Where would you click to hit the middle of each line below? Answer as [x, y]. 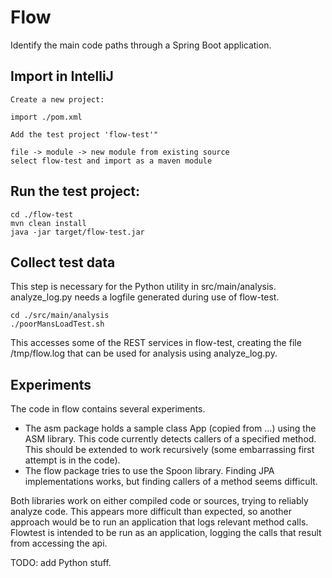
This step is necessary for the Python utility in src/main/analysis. [143, 287]
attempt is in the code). [72, 460]
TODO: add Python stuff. [61, 563]
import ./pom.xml [46, 117]
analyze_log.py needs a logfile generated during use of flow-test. [145, 297]
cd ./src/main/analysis [60, 316]
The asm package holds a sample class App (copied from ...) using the [170, 428]
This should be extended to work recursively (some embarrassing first [169, 450]
